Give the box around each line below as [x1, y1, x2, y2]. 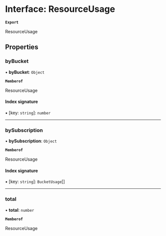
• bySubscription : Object [5, 138, 57, 144]
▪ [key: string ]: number [5, 110, 51, 116]
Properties [5, 43, 39, 52]
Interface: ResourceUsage [5, 3, 115, 15]
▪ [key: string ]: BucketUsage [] [5, 178, 65, 184]
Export [5, 20, 19, 25]
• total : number [5, 207, 35, 213]
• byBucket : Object [5, 69, 45, 75]
